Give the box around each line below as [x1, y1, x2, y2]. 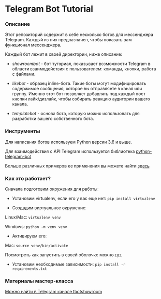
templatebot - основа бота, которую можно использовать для [12, 111, 140, 116]
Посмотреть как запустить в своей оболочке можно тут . [5, 252, 122, 258]
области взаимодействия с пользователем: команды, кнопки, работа [12, 66, 156, 72]
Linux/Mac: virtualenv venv [5, 215, 61, 220]
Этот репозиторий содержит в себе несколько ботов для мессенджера [5, 32, 154, 37]
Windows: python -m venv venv [5, 224, 68, 230]
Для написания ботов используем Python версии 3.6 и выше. [5, 139, 132, 145]
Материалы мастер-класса [5, 278, 73, 284]
